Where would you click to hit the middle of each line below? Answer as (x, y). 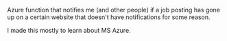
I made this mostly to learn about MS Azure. (69, 30)
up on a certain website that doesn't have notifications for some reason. (109, 17)
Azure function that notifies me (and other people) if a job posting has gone (114, 10)
